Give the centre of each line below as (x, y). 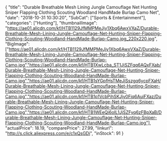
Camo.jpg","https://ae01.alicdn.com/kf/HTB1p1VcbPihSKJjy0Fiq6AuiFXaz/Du (83, 96)
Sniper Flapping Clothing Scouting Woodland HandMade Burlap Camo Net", (83, 12)
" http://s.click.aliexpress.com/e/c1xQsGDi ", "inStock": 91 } (64, 133)
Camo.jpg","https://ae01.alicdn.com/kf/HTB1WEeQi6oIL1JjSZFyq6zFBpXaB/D (83, 112)
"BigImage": (17, 44)
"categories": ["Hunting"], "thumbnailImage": (51, 23)
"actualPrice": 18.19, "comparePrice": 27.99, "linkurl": (59, 128)
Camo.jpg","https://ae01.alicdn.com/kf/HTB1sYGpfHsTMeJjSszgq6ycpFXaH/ (83, 81)
